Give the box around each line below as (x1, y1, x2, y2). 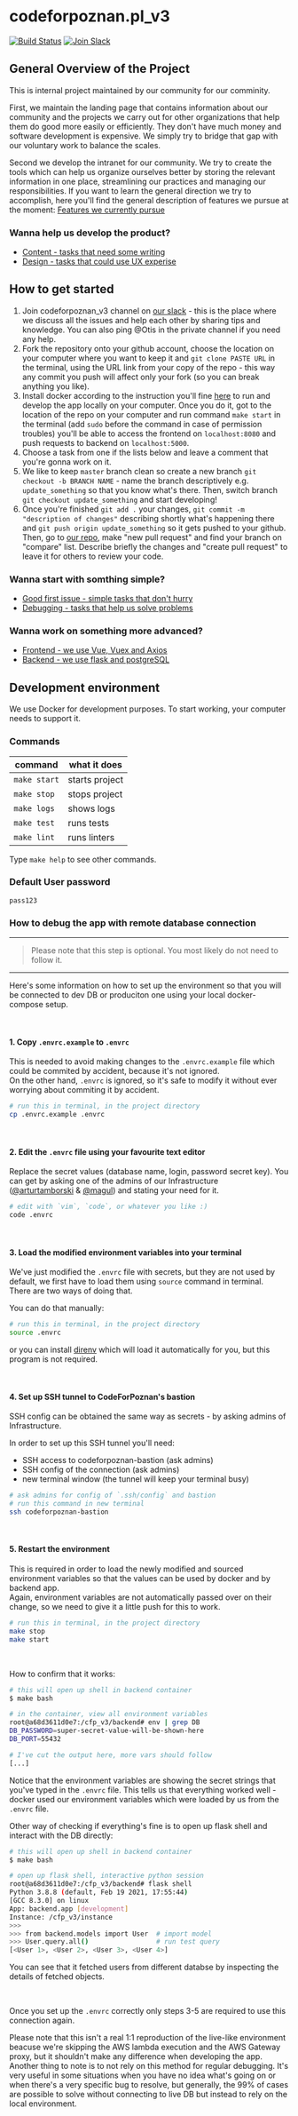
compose (9, 999, 44, 1010)
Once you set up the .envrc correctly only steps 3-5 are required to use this (9, 2006, 286, 2017)
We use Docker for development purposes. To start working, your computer (9, 704, 286, 714)
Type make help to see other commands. (9, 854, 157, 864)
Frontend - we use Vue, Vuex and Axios (21, 645, 168, 656)
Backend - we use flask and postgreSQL (21, 655, 170, 665)
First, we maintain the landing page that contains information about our (9, 102, 269, 113)
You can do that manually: (9, 1303, 105, 1314)
